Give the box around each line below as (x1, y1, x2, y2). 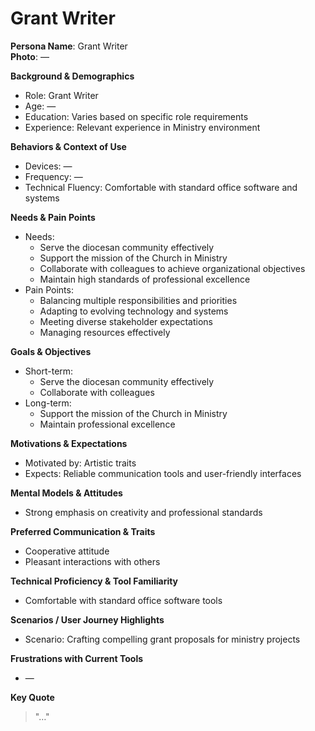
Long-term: (24, 397, 72, 409)
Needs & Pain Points (10, 211, 96, 223)
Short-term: (24, 365, 74, 377)
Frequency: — (24, 170, 83, 182)
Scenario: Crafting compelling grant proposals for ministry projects (24, 633, 301, 645)
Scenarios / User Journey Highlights (10, 613, 165, 626)
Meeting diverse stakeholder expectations (39, 315, 214, 327)
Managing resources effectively (39, 326, 171, 338)
